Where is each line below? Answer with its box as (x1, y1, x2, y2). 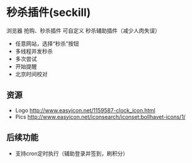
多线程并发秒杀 (15, 47, 53, 55)
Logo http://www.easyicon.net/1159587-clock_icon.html (15, 106, 155, 114)
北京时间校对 (15, 70, 48, 78)
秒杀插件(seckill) (6, 5, 91, 20)
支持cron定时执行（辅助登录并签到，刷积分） (15, 150, 129, 157)
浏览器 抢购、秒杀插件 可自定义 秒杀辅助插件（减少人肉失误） (6, 27, 160, 34)
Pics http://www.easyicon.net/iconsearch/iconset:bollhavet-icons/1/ (15, 113, 186, 120)
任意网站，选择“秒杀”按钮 (15, 40, 79, 47)
